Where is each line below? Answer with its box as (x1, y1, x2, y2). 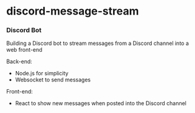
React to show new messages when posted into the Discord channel (15, 100, 187, 107)
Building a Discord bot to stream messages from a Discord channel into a (6, 39, 190, 47)
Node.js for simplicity (15, 70, 69, 77)
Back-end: (6, 58, 32, 65)
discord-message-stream (6, 4, 139, 18)
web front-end (6, 46, 43, 53)
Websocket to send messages (15, 76, 91, 83)
